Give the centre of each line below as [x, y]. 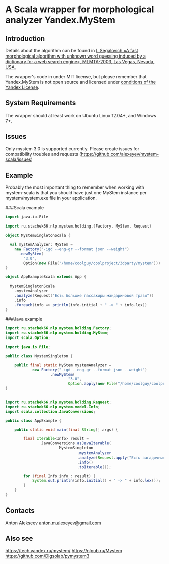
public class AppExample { [33, 420]
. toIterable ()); [94, 467]
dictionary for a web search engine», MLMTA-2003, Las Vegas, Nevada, [80, 61]
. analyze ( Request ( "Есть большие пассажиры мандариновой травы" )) [84, 295]
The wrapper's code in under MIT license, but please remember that [76, 76]
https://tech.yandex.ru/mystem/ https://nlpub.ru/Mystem [64, 550]
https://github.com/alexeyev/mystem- [120, 154]
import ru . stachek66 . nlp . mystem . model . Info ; [53, 407]
